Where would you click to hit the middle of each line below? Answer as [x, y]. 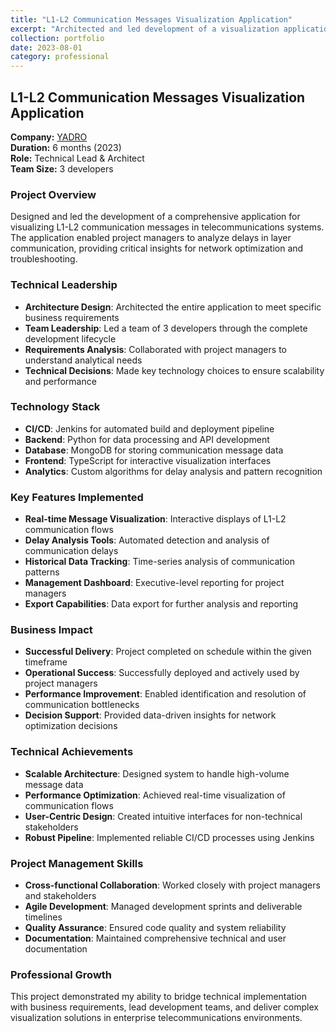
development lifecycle [70, 338]
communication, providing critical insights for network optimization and [157, 248]
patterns [42, 572]
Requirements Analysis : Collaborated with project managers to [155, 349]
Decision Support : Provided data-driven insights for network [150, 715]
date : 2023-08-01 [46, 47]
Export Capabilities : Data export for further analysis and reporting [161, 604]
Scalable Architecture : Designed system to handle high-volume [157, 773]
